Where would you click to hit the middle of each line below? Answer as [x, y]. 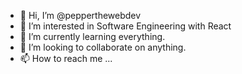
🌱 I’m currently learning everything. [92, 36]
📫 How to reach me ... [66, 58]
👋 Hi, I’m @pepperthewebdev [80, 15]
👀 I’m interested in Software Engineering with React [125, 26]
